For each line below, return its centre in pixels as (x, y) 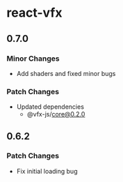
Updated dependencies (50, 107)
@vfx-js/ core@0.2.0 (56, 114)
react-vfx (34, 13)
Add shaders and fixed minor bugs (66, 73)
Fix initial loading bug (47, 171)
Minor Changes (33, 59)
